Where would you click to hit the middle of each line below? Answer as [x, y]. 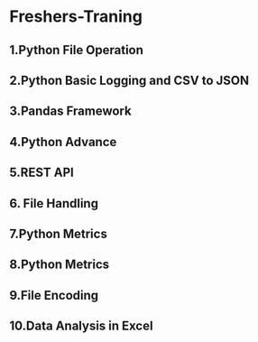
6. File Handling [54, 203]
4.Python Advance [63, 142]
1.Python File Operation [77, 50]
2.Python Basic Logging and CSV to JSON [129, 80]
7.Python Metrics [59, 233]
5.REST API [41, 173]
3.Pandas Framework [71, 111]
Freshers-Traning [76, 17]
